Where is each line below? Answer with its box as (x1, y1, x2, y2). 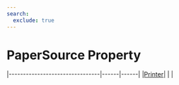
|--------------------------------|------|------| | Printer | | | (6, 70, 174, 79)
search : (6, 10, 30, 18)
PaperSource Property (6, 47, 142, 63)
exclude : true (13, 17, 54, 24)
